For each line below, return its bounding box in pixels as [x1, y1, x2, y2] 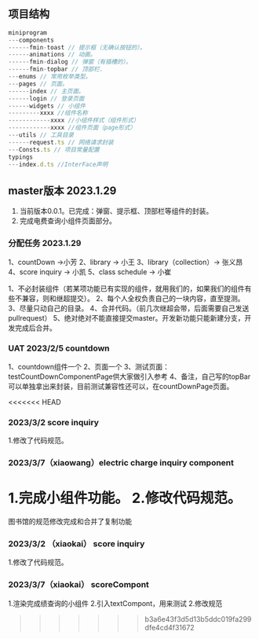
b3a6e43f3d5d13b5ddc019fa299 [144, 614, 252, 623]
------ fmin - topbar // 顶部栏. [8, 65, 104, 73]
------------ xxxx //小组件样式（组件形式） [8, 116, 140, 124]
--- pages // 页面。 [8, 79, 68, 88]
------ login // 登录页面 [8, 94, 85, 102]
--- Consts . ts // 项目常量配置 [8, 145, 100, 153]
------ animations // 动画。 [8, 50, 97, 59]
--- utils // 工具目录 [8, 131, 75, 139]
